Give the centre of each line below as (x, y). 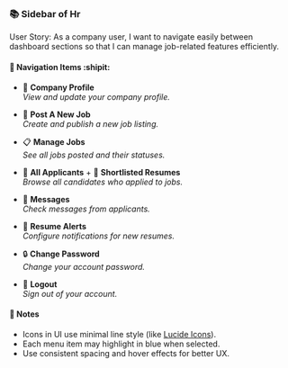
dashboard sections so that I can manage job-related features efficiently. (144, 47)
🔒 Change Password (61, 254)
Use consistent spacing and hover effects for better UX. (126, 353)
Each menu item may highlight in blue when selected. (121, 344)
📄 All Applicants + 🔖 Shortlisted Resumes (101, 172)
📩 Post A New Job (57, 114)
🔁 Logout (40, 284)
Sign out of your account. (70, 293)
